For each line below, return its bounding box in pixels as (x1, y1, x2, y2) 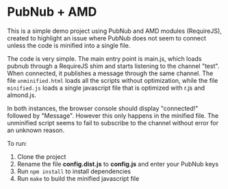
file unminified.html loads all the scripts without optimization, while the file (7, 76, 218, 84)
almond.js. (7, 90, 36, 99)
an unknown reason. (7, 126, 65, 134)
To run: (7, 139, 27, 147)
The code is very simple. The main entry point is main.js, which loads (7, 54, 202, 62)
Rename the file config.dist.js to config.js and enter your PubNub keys (16, 160, 219, 168)
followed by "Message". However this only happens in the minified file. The (7, 111, 219, 120)
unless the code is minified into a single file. (7, 41, 131, 49)
